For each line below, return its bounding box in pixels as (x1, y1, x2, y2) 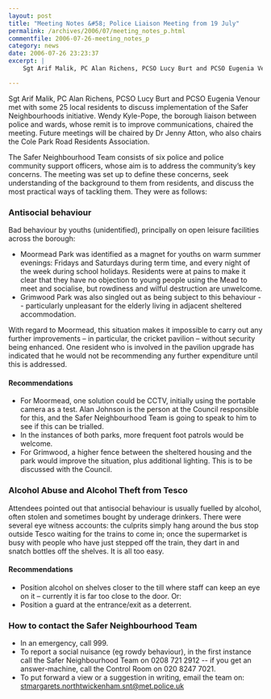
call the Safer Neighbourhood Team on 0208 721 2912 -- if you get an (19, 655, 252, 665)
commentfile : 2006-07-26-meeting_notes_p (8, 34, 150, 43)
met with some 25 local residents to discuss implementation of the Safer (8, 102, 248, 112)
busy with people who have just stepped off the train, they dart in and (8, 537, 240, 547)
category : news (8, 42, 60, 50)
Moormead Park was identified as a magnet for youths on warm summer (19, 250, 261, 259)
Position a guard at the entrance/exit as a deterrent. (19, 600, 192, 609)
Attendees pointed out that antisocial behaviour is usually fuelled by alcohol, (8, 503, 262, 513)
